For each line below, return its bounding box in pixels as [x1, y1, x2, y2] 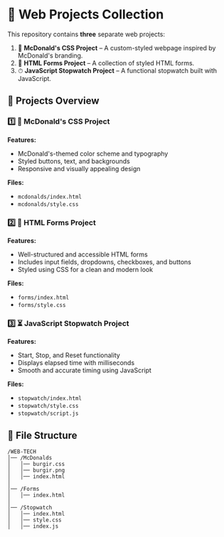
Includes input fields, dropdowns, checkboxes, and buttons [17, 257, 192, 266]
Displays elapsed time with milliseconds [17, 359, 135, 367]
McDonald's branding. [17, 51, 83, 60]
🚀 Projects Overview [7, 95, 100, 107]
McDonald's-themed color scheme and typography [17, 149, 169, 158]
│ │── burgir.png [7, 467, 65, 474]
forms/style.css [17, 301, 66, 308]
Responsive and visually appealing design [17, 164, 141, 173]
